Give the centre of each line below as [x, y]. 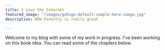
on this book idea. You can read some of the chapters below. [69, 43]
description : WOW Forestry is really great [52, 19]
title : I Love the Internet [35, 10]
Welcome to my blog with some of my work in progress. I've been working [83, 37]
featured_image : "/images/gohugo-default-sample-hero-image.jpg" [75, 14]
